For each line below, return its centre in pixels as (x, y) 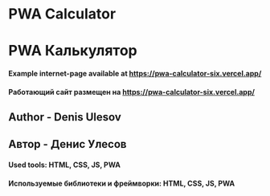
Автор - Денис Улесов (67, 144)
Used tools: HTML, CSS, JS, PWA (64, 165)
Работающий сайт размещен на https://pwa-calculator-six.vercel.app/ (132, 92)
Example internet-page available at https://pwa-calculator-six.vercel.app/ (135, 73)
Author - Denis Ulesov (65, 117)
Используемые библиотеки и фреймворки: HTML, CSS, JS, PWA (122, 183)
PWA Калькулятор (73, 51)
